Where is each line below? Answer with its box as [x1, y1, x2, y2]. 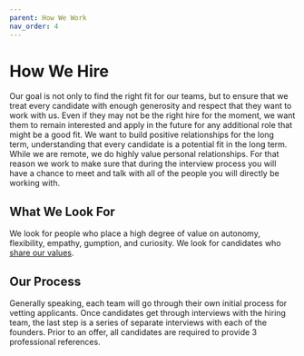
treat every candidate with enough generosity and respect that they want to [9, 101, 292, 112]
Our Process [9, 273, 82, 289]
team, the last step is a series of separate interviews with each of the [9, 317, 268, 328]
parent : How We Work [9, 13, 88, 23]
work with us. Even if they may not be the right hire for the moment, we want [9, 110, 296, 121]
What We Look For [9, 203, 115, 219]
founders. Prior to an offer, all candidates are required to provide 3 [9, 327, 258, 338]
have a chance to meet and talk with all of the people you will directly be [9, 168, 279, 179]
